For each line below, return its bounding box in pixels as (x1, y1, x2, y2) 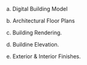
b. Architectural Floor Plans (6, 17, 75, 24)
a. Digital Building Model (6, 6, 68, 12)
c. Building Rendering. (6, 29, 62, 36)
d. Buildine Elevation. (6, 41, 59, 48)
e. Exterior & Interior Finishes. (6, 53, 81, 60)
